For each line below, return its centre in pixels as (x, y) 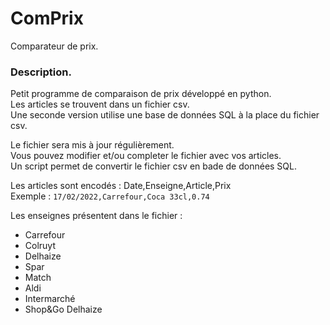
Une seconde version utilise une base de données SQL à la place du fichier (165, 115)
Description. (41, 72)
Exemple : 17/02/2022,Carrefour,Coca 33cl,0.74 (110, 196)
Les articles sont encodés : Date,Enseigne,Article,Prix (121, 186)
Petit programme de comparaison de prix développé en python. (141, 94)
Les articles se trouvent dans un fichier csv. (100, 104)
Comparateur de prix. (54, 46)
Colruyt (40, 246)
